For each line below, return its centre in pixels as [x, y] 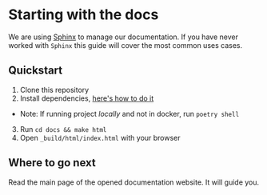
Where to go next [52, 163]
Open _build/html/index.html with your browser [100, 137]
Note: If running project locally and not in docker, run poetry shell [130, 113]
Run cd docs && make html [63, 129]
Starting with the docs [84, 15]
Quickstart [36, 71]
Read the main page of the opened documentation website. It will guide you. [134, 182]
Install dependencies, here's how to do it [87, 98]
